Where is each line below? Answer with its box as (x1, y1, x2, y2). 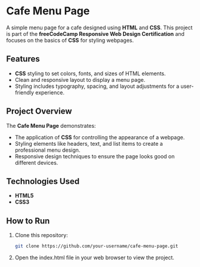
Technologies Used (6, 176, 79, 186)
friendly (14, 88, 35, 96)
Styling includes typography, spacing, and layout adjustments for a (14, 82, 180, 90)
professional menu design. (14, 146, 81, 154)
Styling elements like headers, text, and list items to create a (14, 140, 163, 147)
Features (6, 54, 40, 64)
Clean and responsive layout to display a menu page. (14, 76, 146, 83)
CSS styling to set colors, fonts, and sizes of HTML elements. (14, 70, 166, 77)
